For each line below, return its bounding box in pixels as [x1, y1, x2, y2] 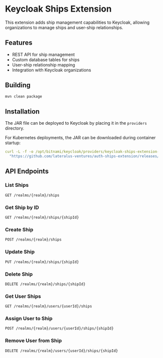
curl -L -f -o [5, 149, 34, 154]
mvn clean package [5, 94, 42, 99]
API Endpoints [5, 167, 49, 176]
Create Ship [5, 226, 33, 233]
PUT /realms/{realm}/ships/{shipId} [5, 260, 79, 264]
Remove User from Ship [5, 337, 62, 344]
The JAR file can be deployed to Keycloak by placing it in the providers [5, 120, 147, 126]
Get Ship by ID [5, 204, 39, 211]
